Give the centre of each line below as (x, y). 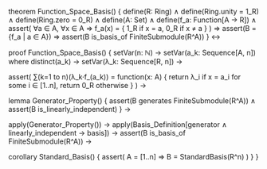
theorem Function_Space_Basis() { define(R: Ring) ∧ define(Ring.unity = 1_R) (133, 12)
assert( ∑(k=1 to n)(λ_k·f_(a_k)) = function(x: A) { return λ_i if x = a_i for (125, 77)
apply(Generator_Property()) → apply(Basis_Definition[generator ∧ (118, 125)
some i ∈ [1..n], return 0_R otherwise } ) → (78, 85)
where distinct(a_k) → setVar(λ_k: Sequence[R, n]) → (96, 61)
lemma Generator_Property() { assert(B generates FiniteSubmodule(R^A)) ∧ (132, 101)
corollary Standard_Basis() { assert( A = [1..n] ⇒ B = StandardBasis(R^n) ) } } (133, 157)
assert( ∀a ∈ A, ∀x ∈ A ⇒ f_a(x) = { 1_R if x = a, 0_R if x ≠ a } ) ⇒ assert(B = (132, 28)
